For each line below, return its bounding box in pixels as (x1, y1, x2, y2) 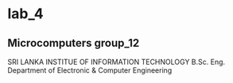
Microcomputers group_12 (7, 36, 140, 50)
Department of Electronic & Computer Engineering (7, 66, 173, 75)
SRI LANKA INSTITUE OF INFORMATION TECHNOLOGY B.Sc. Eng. (7, 57, 226, 66)
